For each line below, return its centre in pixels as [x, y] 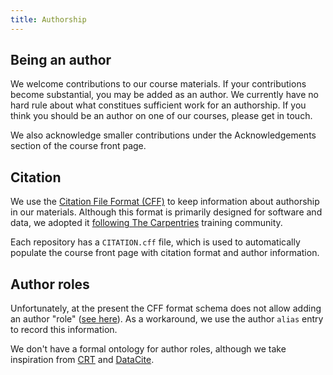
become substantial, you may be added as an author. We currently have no [164, 95]
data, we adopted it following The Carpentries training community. [146, 223]
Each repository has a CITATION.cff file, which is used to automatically [155, 242]
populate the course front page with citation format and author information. [165, 253]
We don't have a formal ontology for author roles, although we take [148, 349]
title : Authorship [48, 19]
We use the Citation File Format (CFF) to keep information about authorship [165, 202]
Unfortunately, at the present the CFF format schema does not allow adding [166, 308]
